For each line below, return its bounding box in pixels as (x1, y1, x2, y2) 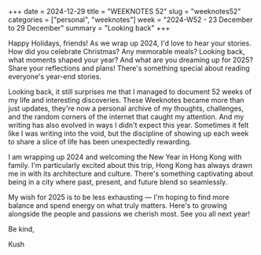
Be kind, (8, 224, 35, 234)
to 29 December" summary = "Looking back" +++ (8, 24, 171, 32)
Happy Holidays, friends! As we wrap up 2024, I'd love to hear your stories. (8, 38, 252, 48)
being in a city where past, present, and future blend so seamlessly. (8, 177, 228, 187)
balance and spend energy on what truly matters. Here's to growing (8, 201, 228, 210)
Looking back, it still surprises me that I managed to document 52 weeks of (8, 87, 252, 97)
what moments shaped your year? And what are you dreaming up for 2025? (8, 55, 254, 64)
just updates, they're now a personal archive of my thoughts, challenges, (8, 104, 244, 113)
